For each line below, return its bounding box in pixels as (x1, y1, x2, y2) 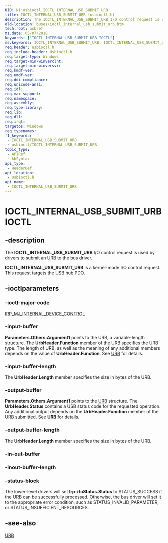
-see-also (5, 519, 36, 528)
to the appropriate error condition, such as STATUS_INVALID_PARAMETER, (5, 499, 159, 505)
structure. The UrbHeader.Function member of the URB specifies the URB (5, 340, 159, 346)
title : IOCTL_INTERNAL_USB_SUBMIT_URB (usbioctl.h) (5, 12, 115, 17)
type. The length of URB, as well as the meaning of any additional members (5, 345, 160, 351)
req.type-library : (5, 105, 43, 110)
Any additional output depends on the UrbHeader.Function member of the (5, 409, 159, 415)
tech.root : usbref (5, 26, 43, 31)
